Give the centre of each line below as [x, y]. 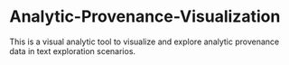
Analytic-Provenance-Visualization [145, 17]
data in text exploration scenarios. [73, 51]
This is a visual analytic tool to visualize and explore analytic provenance [144, 42]
